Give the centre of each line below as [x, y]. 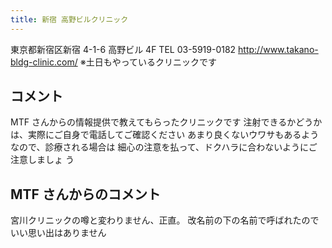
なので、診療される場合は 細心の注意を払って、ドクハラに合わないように [159, 147]
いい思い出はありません [58, 233]
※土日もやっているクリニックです [148, 62]
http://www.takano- [278, 49]
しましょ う [51, 160]
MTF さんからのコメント [85, 194]
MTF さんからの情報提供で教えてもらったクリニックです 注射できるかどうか [166, 122]
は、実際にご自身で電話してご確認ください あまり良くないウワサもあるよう [165, 135]
